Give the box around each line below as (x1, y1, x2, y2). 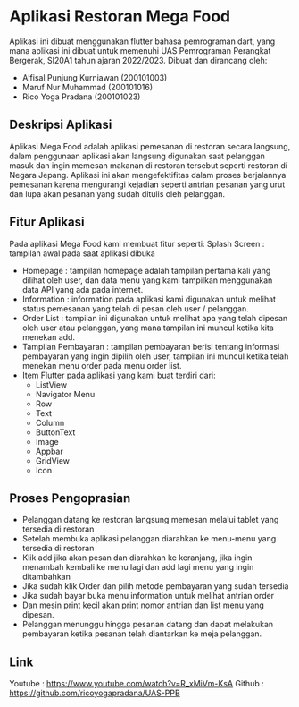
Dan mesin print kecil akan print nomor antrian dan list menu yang (21, 600, 265, 610)
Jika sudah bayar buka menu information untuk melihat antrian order (21, 591, 275, 601)
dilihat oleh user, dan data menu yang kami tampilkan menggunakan (21, 275, 273, 285)
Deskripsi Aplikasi (9, 117, 112, 132)
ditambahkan (21, 571, 71, 583)
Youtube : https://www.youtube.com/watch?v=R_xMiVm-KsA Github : (9, 678, 265, 689)
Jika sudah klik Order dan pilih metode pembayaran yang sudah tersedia (21, 581, 289, 592)
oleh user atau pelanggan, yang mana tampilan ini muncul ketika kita (21, 322, 274, 333)
